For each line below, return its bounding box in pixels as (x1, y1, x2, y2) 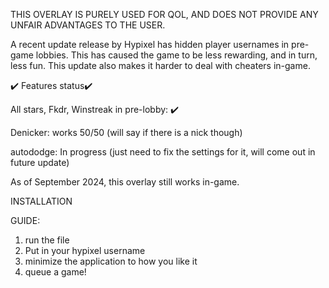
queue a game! (24, 266, 87, 278)
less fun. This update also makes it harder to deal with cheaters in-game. (10, 60, 311, 71)
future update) (10, 157, 70, 168)
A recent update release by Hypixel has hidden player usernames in (10, 39, 290, 50)
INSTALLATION (10, 195, 73, 207)
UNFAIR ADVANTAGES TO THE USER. (10, 19, 166, 31)
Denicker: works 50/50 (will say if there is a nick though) (10, 127, 243, 138)
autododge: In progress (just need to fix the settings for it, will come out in (10, 146, 316, 158)
